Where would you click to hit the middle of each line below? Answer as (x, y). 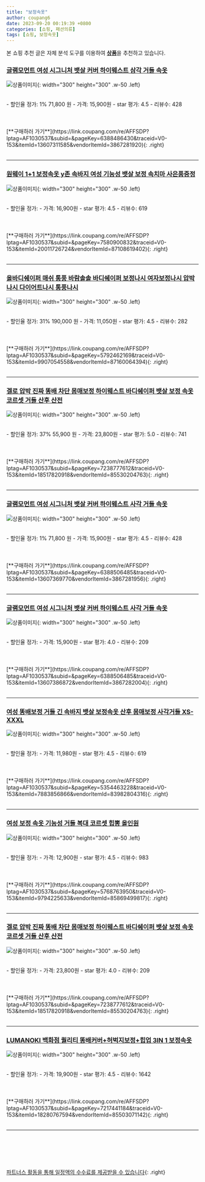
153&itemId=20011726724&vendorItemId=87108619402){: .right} (87, 249)
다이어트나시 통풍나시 (49, 287)
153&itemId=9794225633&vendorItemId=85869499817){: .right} (87, 898)
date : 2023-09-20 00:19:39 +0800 (49, 23)
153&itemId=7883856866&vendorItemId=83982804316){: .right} (88, 794)
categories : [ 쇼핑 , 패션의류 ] (41, 29)
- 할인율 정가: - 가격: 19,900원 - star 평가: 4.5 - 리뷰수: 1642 (79, 1074)
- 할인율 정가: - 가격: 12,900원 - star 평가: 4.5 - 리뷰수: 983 (77, 857)
